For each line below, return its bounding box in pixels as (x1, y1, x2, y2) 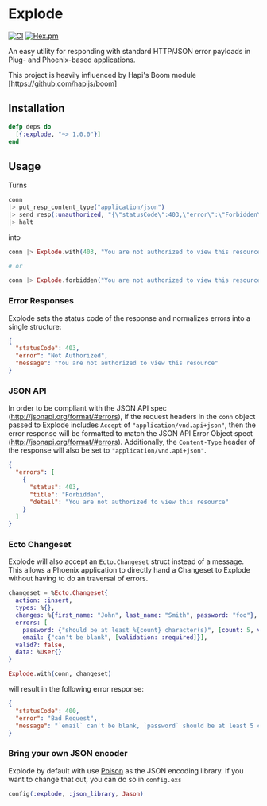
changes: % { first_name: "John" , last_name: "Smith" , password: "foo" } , (15, 611, 258, 619)
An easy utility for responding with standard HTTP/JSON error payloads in (8, 46, 251, 56)
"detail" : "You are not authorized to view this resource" (29, 498, 229, 506)
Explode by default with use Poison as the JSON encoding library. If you (8, 766, 244, 775)
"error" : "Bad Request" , (15, 714, 98, 723)
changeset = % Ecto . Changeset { (8, 589, 109, 597)
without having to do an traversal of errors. (8, 573, 149, 584)
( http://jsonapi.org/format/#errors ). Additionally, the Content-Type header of (8, 438, 256, 447)
